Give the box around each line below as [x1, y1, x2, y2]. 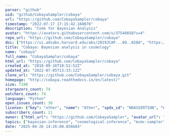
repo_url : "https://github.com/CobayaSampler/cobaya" [5, 36, 121, 41]
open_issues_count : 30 [5, 101, 53, 106]
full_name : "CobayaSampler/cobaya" [5, 54, 80, 59]
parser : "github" [5, 7, 42, 13]
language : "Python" [5, 96, 46, 101]
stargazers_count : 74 [5, 86, 51, 92]
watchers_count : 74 [5, 91, 46, 96]
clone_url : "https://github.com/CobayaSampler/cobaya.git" [5, 73, 132, 78]
